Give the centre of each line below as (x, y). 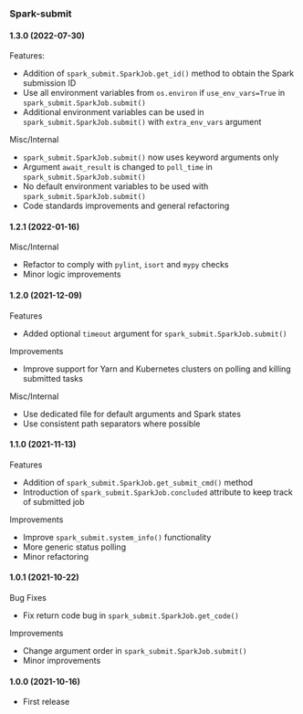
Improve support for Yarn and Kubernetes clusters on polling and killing (157, 369)
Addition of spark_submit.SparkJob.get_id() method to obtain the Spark (158, 73)
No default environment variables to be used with (115, 186)
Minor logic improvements (72, 274)
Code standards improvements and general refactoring (126, 206)
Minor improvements (62, 660)
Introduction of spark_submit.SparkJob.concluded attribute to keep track (158, 492)
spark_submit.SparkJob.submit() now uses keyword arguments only (151, 157)
